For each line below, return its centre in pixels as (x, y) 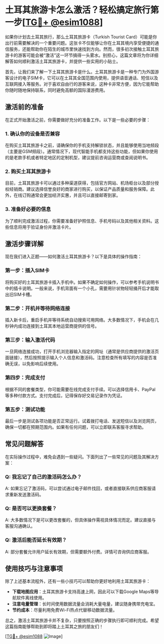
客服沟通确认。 (20, 526)
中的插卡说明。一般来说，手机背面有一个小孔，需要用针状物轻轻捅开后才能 (80, 288)
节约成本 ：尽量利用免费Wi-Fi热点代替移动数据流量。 (65, 610)
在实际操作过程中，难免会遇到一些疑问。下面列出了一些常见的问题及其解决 (80, 457)
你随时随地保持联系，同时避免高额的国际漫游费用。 (56, 90)
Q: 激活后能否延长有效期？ (36, 540)
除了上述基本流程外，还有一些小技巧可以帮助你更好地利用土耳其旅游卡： (78, 581)
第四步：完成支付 (25, 378)
